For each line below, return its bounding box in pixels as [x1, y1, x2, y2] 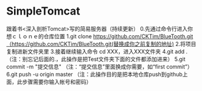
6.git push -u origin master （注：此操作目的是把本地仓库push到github [6, 70, 183, 78]
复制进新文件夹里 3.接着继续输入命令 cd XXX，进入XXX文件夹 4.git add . [6, 47, 188, 55]
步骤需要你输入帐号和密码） [22, 78, 92, 86]
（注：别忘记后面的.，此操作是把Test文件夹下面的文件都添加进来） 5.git [6, 55, 186, 62]
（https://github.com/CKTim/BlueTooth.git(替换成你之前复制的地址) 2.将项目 [6, 40, 197, 47]
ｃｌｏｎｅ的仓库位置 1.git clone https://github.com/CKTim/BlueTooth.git [11, 32, 193, 40]
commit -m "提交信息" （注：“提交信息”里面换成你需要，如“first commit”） [6, 62, 193, 70]
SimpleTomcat [6, 4, 80, 18]
